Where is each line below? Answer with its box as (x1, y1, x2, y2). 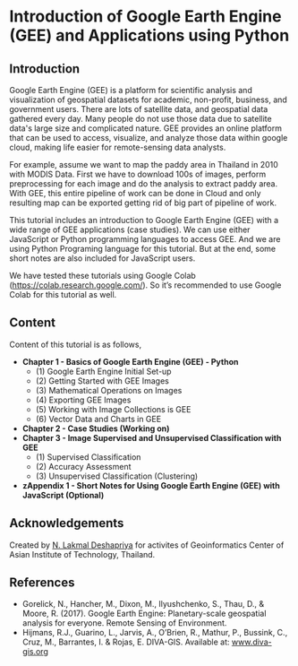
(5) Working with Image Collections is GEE (35, 403, 192, 414)
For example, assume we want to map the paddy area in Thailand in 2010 (9, 160, 279, 169)
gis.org (21, 646, 49, 657)
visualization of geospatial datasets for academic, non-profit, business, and (9, 94, 288, 105)
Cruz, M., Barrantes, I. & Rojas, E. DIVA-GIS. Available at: (21, 636, 230, 647)
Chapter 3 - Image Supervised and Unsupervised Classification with (21, 432, 282, 443)
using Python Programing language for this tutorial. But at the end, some (9, 244, 276, 254)
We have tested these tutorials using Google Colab (9, 271, 197, 281)
